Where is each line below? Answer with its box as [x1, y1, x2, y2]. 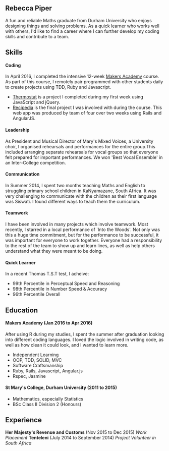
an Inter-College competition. [5, 159, 67, 165]
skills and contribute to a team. [5, 33, 70, 39]
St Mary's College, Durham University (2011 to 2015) [5, 384, 118, 390]
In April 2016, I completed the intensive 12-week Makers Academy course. [5, 73, 159, 80]
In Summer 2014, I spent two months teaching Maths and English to [5, 182, 145, 188]
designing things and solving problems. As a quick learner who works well [5, 23, 160, 29]
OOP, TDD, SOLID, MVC [12, 357, 62, 363]
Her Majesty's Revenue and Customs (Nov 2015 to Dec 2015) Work [5, 429, 147, 435]
